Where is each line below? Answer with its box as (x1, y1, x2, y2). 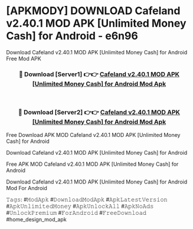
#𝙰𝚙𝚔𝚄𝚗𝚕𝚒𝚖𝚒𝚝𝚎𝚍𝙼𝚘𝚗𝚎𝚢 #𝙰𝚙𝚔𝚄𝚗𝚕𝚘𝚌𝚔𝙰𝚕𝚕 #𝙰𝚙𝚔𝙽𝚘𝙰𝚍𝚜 (6, 202, 154, 210)
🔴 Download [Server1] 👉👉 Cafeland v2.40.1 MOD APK (18, 70, 180, 78)
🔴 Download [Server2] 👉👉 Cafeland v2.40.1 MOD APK (18, 108, 181, 116)
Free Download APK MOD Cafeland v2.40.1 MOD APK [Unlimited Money (6, 131, 181, 138)
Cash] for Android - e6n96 (6, 30, 139, 42)
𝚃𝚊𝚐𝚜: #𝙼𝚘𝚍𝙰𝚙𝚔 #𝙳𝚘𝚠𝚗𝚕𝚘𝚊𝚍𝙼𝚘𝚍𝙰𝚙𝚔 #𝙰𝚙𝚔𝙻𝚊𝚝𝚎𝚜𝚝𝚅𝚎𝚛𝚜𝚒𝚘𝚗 (6, 196, 168, 203)
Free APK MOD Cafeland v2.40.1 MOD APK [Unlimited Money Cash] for (6, 161, 179, 168)
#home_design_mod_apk (6, 215, 67, 223)
